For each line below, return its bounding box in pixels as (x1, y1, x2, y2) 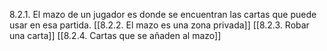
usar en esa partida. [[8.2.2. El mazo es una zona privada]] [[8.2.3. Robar (9, 19, 310, 31)
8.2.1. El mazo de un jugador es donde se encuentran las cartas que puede (9, 9, 317, 20)
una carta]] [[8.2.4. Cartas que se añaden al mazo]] (9, 30, 222, 41)
